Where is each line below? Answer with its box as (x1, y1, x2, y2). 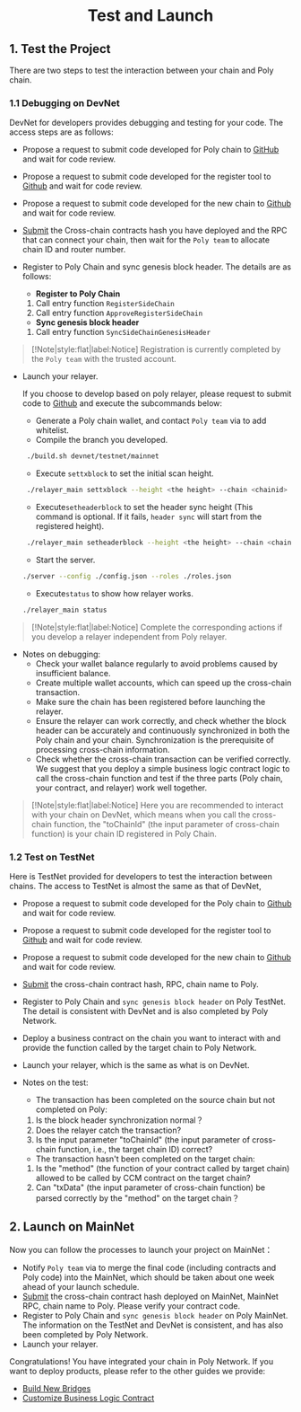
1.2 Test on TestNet (9, 851, 95, 863)
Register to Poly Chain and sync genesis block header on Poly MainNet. (21, 1310, 288, 1320)
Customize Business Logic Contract (21, 1392, 155, 1403)
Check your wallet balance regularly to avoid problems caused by (35, 657, 278, 669)
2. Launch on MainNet (9, 1219, 134, 1235)
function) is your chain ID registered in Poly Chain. (30, 828, 218, 839)
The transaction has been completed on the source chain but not (35, 1094, 276, 1105)
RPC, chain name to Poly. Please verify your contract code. (21, 1300, 240, 1311)
